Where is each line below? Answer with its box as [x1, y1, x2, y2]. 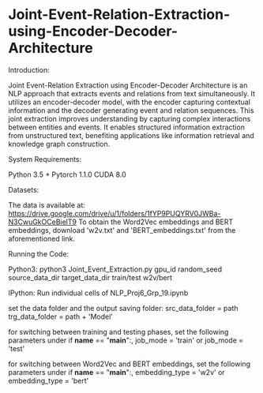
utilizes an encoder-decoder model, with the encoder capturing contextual [8, 97, 251, 107]
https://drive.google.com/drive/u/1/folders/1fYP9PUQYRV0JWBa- [8, 208, 221, 218]
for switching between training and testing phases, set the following [8, 327, 229, 336]
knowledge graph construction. [8, 139, 111, 148]
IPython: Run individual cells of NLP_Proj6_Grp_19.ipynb [8, 288, 189, 298]
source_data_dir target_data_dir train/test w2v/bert [8, 272, 172, 282]
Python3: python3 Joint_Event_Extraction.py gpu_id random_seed [8, 264, 223, 274]
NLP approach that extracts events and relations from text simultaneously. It [8, 88, 255, 98]
